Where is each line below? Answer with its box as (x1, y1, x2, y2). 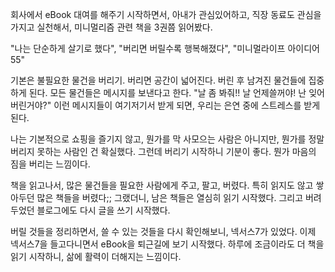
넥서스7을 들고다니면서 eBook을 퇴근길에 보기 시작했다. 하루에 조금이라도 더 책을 (10, 238, 325, 250)
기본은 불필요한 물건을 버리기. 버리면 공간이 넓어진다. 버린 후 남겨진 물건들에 (10, 74, 307, 86)
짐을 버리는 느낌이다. (10, 158, 91, 170)
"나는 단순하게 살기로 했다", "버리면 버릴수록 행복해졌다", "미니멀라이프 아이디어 (10, 43, 320, 54)
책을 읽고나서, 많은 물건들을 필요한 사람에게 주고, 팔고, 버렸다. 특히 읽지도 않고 (10, 179, 314, 191)
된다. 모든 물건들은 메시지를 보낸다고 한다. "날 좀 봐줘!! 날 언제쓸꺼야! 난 (28, 87, 307, 98)
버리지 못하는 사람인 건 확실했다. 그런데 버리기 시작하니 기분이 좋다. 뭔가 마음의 (10, 146, 317, 157)
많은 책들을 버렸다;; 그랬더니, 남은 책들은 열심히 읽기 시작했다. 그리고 (36, 192, 304, 203)
